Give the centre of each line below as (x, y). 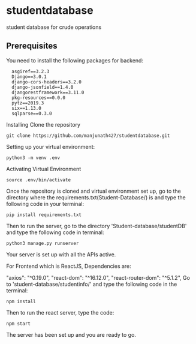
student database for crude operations (54, 27)
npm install (21, 301)
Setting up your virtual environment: (51, 146)
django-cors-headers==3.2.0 (47, 82)
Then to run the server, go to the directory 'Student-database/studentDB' (97, 226)
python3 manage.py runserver (43, 243)
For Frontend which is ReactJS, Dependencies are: (69, 266)
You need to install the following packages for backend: (75, 60)
